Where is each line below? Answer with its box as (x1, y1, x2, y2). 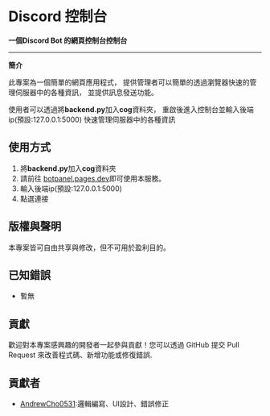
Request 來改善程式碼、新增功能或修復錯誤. (8, 350, 153, 360)
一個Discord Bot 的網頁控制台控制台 (8, 35, 128, 45)
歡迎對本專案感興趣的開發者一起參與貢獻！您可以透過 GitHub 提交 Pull (8, 340, 239, 350)
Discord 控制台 (8, 7, 108, 26)
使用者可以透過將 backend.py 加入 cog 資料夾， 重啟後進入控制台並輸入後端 (8, 104, 255, 114)
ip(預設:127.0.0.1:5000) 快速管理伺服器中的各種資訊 (8, 114, 176, 124)
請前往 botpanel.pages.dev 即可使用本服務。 (19, 173, 166, 183)
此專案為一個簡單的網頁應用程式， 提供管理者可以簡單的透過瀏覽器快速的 (8, 77, 250, 87)
